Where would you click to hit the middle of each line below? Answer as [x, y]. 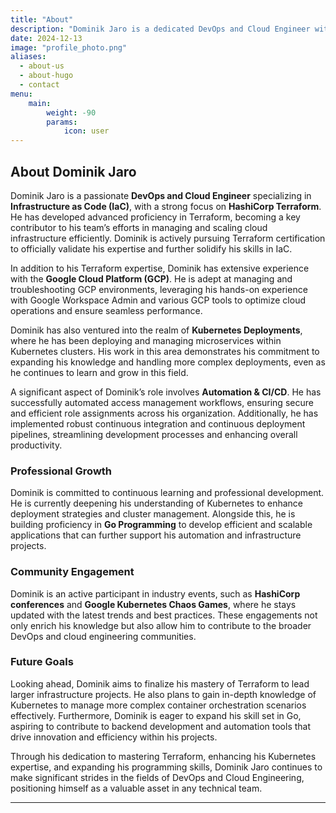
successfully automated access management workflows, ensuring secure [162, 402]
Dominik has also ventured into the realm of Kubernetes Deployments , [156, 330]
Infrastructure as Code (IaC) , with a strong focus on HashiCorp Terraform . [166, 206]
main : [40, 103]
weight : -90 [71, 112]
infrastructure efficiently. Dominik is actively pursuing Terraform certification [168, 238]
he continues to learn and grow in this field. [99, 372]
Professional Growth [61, 471]
